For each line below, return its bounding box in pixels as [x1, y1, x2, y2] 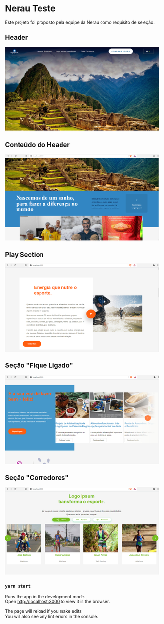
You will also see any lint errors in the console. [5, 614, 99, 620]
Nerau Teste [5, 3, 56, 14]
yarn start [5, 583, 31, 589]
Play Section [5, 250, 44, 259]
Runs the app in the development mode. [5, 594, 85, 599]
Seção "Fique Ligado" [5, 362, 73, 370]
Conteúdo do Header [5, 140, 70, 149]
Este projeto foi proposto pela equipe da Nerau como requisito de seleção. [5, 19, 155, 25]
